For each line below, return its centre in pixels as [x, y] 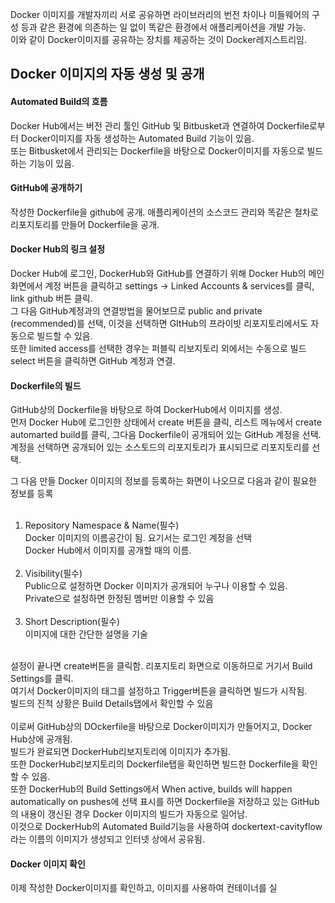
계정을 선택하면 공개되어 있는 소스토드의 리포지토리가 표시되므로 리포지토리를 [160, 447]
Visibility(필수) [53, 574]
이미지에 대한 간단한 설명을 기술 [86, 634]
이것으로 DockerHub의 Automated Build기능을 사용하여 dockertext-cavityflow [166, 827]
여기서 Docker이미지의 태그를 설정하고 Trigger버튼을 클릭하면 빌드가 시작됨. [159, 691]
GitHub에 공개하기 [46, 188]
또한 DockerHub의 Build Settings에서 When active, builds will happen [151, 789]
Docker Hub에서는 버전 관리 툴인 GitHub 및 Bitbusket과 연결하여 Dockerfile [160, 125]
